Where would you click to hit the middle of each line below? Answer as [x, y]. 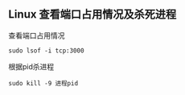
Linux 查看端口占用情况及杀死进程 [92, 14]
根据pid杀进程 [31, 66]
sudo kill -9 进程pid [43, 83]
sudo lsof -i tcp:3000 [46, 51]
